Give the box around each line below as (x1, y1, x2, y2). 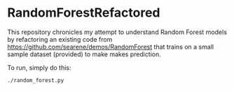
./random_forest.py (7, 76, 64, 84)
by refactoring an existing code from (7, 35, 113, 43)
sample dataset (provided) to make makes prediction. (7, 50, 161, 58)
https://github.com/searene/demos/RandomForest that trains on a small (7, 42, 214, 51)
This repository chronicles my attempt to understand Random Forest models (7, 28, 228, 36)
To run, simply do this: (7, 63, 71, 72)
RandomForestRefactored (7, 5, 160, 21)
